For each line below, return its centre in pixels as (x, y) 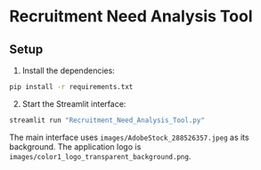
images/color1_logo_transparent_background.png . (100, 156)
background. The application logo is (75, 146)
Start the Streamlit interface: (74, 103)
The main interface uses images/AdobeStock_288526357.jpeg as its (129, 137)
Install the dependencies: (69, 70)
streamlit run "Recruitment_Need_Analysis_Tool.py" (107, 120)
